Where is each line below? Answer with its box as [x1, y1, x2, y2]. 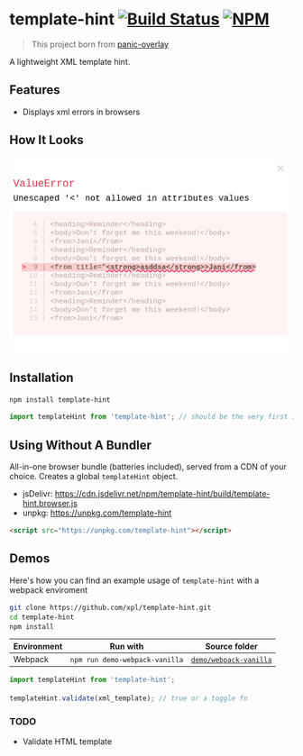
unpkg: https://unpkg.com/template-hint [22, 507, 172, 518]
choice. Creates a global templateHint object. [9, 471, 179, 482]
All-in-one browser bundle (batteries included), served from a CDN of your [9, 461, 287, 472]
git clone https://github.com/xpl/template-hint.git [9, 603, 212, 612]
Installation [9, 370, 74, 386]
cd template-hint [9, 613, 75, 622]
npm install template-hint [9, 395, 111, 405]
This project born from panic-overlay [31, 39, 170, 50]
